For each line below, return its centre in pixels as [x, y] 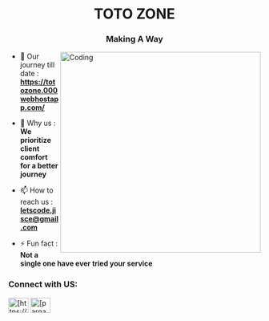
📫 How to [36, 190]
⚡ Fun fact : [39, 244]
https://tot [38, 82]
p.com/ [32, 108]
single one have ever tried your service [86, 264]
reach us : [36, 202]
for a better [39, 166]
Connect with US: [43, 284]
